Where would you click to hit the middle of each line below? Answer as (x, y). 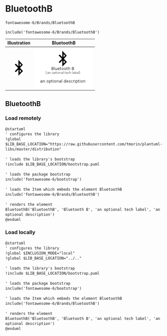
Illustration (19, 43)
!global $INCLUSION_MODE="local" (40, 254)
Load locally (20, 232)
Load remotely (23, 118)
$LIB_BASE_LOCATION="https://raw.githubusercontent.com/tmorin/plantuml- (84, 144)
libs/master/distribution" (33, 149)
